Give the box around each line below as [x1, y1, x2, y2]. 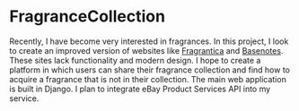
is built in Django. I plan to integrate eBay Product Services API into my [9, 83, 271, 94]
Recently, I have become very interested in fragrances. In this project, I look [9, 36, 289, 47]
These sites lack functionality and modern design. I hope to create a [9, 55, 261, 65]
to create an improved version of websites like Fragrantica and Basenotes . [9, 45, 284, 55]
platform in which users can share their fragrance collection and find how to [9, 64, 290, 75]
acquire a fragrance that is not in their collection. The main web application [9, 73, 287, 84]
